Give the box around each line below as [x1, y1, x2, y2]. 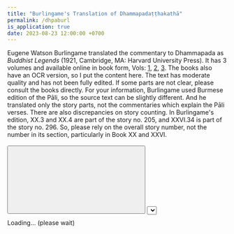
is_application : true [7, 23, 71, 30]
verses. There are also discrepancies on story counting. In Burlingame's [7, 108, 214, 117]
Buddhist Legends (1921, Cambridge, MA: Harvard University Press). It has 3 [7, 57, 227, 65]
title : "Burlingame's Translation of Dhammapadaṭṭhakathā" [7, 10, 183, 17]
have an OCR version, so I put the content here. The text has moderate [7, 71, 211, 80]
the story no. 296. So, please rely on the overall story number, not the [7, 123, 207, 131]
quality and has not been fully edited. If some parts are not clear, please [7, 78, 214, 87]
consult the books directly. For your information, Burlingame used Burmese [7, 86, 224, 94]
